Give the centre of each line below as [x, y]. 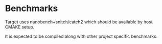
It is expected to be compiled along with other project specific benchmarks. [81, 36]
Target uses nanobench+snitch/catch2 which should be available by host [79, 22]
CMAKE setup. [20, 27]
